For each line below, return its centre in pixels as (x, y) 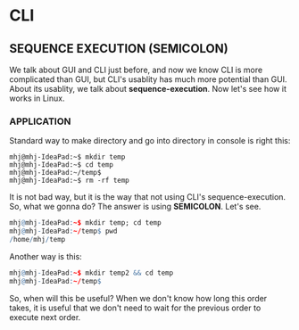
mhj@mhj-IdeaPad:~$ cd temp (62, 165)
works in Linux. (37, 98)
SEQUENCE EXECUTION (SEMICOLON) (119, 49)
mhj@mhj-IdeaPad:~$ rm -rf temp (69, 181)
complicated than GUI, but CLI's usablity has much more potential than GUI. (148, 79)
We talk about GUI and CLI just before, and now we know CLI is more (136, 70)
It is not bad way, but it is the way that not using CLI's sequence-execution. (148, 197)
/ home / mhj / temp (37, 240)
